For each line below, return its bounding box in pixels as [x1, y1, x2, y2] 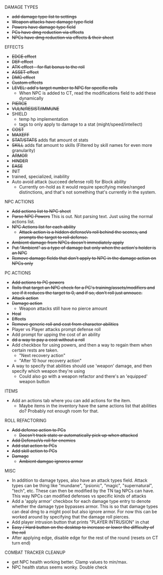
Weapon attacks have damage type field [11, 19, 93, 25]
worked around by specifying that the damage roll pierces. [11, 514, 130, 520]
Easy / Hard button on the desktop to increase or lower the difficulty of [11, 524, 155, 530]
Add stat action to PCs [11, 443, 57, 448]
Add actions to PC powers [11, 279, 65, 285]
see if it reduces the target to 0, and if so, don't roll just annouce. [11, 290, 143, 296]
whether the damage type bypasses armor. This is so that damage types [11, 503, 158, 509]
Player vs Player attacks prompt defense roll [11, 327, 101, 332]
